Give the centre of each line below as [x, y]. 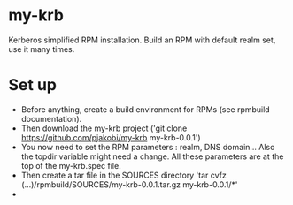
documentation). [51, 118]
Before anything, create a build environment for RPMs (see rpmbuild [146, 109]
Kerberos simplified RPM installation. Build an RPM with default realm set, [142, 40]
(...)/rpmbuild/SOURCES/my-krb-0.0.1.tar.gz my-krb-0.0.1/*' [129, 184]
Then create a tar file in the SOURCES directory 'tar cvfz [123, 175]
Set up [32, 85]
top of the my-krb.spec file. [71, 165]
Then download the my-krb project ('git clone [104, 128]
